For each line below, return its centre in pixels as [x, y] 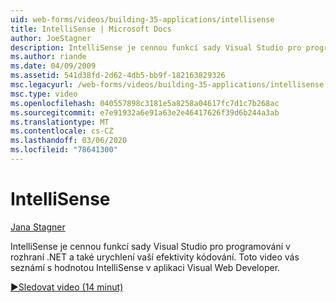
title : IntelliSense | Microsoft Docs [91, 29]
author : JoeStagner [51, 38]
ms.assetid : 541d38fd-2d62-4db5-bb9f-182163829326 [118, 76]
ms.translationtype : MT [60, 122]
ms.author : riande [48, 57]
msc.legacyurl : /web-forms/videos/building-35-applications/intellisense [167, 85]
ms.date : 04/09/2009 [53, 66]
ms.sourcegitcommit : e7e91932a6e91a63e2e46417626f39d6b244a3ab [145, 112]
